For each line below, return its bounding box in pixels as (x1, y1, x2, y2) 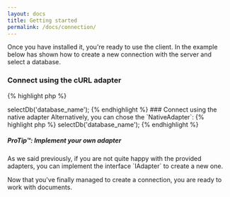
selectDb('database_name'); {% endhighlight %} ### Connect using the (7, 105, 217, 114)
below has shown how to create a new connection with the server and (7, 50, 212, 59)
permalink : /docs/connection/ (7, 23, 97, 30)
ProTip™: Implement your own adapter (7, 136, 122, 145)
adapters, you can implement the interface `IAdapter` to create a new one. (7, 162, 224, 170)
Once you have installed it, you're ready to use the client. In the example (7, 43, 218, 52)
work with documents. (7, 183, 73, 191)
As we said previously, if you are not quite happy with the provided (7, 154, 202, 162)
